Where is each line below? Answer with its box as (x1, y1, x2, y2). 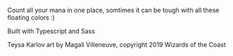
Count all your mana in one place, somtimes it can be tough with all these (7, 6, 220, 14)
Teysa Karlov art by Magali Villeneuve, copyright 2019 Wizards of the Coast (7, 41, 227, 48)
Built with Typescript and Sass (7, 27, 95, 35)
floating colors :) (7, 13, 55, 22)
